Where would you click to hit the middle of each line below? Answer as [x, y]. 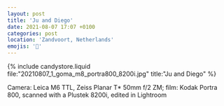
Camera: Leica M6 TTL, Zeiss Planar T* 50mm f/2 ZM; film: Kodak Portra [112, 87]
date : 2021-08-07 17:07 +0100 [51, 27]
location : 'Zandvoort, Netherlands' [61, 40]
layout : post [26, 14]
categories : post [33, 33]
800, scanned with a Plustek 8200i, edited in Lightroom [87, 95]
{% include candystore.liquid [49, 66]
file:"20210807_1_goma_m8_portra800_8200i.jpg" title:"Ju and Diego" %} [112, 74]
